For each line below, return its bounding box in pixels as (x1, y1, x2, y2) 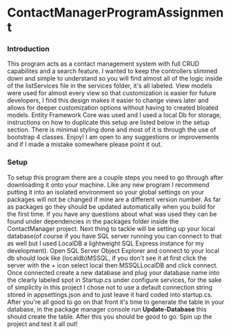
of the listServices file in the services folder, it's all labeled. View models (7, 81, 212, 90)
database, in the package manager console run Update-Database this (7, 305, 207, 313)
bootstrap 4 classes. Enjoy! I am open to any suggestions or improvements (7, 133, 219, 141)
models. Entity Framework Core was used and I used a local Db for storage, (7, 111, 222, 119)
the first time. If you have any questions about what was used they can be (7, 210, 217, 218)
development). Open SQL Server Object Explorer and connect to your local (7, 246, 219, 254)
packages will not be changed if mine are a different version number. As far (7, 195, 221, 203)
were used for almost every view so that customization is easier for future (7, 89, 217, 97)
